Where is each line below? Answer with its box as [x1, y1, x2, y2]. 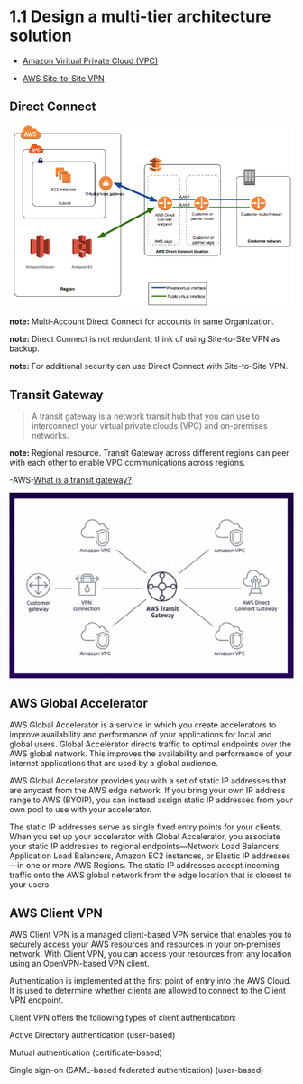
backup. [9, 343, 41, 354]
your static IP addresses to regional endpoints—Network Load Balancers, [9, 841, 282, 852]
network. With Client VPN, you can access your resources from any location [9, 949, 292, 959]
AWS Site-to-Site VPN [22, 72, 106, 83]
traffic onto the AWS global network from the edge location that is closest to [9, 869, 292, 881]
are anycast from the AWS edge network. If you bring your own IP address [9, 785, 286, 796]
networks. [31, 431, 69, 441]
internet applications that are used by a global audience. [9, 758, 218, 769]
